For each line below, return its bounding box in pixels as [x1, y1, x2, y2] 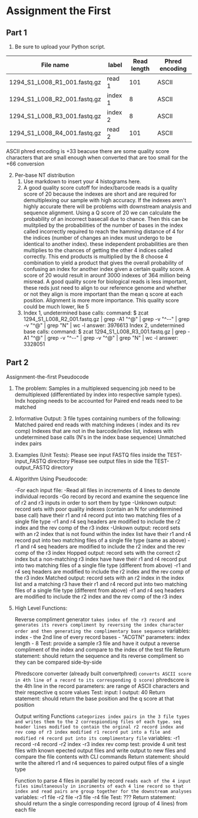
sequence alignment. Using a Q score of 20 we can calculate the [23, 209, 181, 216]
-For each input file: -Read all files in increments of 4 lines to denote [14, 486, 180, 494]
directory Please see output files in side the [47, 458, 153, 465]
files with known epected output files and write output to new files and [14, 747, 186, 754]
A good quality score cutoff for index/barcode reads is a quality [23, 184, 178, 191]
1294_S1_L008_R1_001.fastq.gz [9, 78, 101, 86]
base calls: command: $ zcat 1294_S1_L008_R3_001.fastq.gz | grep [23, 328, 187, 335]
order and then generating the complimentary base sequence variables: [14, 627, 190, 634]
